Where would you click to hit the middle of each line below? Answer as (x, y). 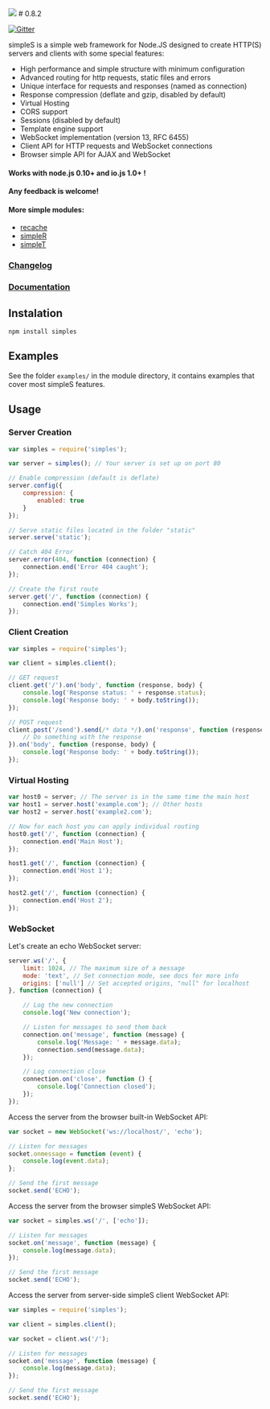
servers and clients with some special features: (86, 53)
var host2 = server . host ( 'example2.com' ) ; (80, 812)
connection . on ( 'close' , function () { (88, 1079)
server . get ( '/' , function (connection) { (79, 596)
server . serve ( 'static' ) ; (50, 538)
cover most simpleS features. (57, 384)
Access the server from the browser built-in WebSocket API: (108, 1117)
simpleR (33, 236)
